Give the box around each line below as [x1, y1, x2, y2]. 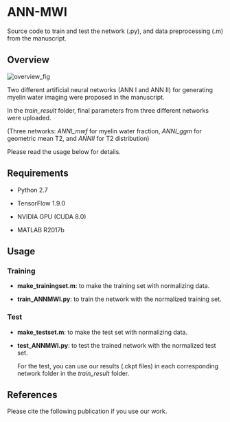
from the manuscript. [7, 34, 67, 42]
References [7, 389, 58, 401]
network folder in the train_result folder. [16, 369, 130, 377]
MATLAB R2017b [16, 225, 65, 234]
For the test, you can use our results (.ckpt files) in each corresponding [16, 362, 218, 370]
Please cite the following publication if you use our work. [7, 407, 168, 416]
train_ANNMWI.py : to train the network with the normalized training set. [16, 295, 222, 303]
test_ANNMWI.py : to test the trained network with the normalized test [16, 341, 216, 349]
